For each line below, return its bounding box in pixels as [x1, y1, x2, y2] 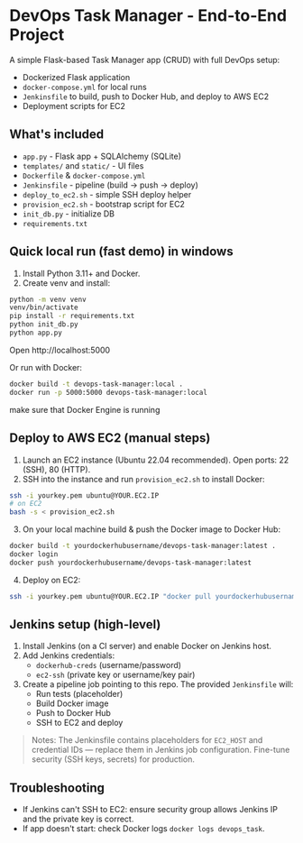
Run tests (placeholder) [35, 689, 124, 700]
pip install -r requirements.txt [9, 312, 135, 321]
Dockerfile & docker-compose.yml [22, 170, 146, 180]
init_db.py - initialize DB [22, 208, 115, 219]
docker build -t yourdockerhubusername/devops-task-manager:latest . [9, 542, 277, 551]
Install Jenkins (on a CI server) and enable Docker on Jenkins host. [22, 641, 272, 652]
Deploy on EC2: [22, 574, 81, 585]
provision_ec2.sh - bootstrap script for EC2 [22, 198, 185, 209]
